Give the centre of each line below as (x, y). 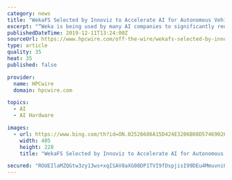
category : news (29, 13)
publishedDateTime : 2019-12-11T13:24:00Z (68, 33)
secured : (20, 166)
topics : (18, 103)
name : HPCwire (33, 83)
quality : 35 (24, 52)
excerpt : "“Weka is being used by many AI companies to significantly (111, 26)
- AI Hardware (33, 116)
